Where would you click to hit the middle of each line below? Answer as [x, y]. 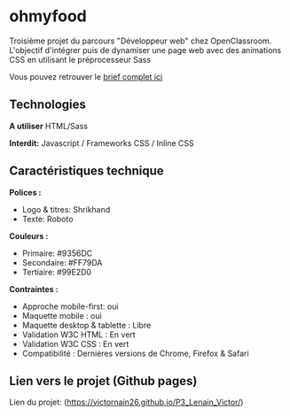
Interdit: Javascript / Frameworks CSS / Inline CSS [102, 143]
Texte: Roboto [47, 219]
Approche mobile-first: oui [70, 306]
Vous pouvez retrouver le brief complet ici [86, 76]
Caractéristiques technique [86, 171]
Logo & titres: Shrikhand [66, 209]
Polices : [25, 192]
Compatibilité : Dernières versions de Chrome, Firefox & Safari [136, 353]
